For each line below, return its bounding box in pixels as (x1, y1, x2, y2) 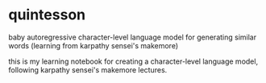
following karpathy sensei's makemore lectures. (8, 64, 168, 74)
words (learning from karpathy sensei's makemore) (8, 40, 179, 50)
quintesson (8, 6, 86, 24)
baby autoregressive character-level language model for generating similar (8, 32, 256, 42)
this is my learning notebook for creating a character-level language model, (8, 56, 259, 66)
